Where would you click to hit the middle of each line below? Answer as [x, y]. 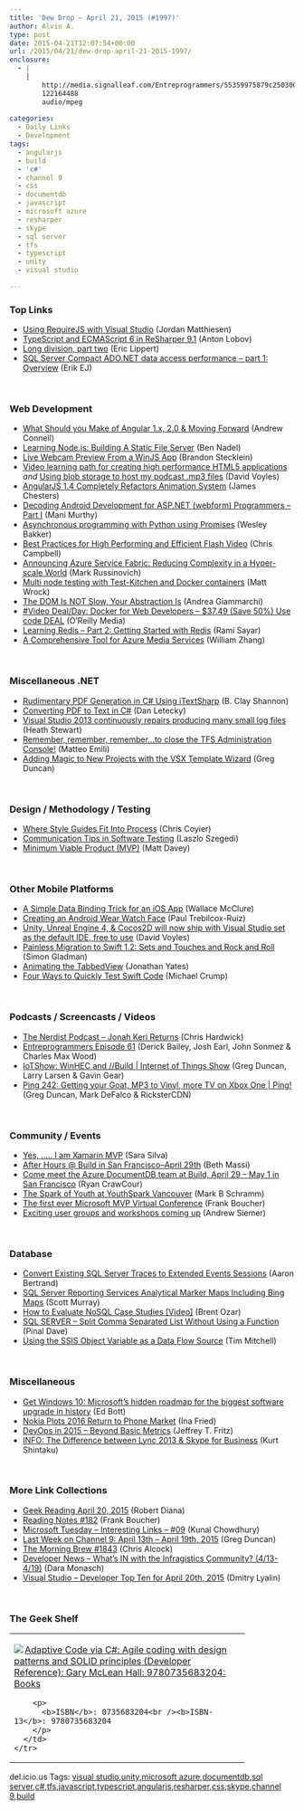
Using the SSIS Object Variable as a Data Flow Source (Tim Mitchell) [150, 1341]
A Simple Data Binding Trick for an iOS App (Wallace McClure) [138, 909]
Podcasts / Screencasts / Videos [83, 1017]
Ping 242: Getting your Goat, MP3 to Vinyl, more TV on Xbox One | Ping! [157, 1085]
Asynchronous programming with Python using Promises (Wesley [145, 525]
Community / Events [55, 1135]
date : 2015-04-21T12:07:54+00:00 [72, 43]
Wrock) [36, 592]
